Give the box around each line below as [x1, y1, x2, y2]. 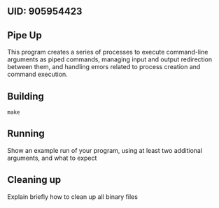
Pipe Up [7, 29, 42, 41]
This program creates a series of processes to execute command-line [7, 48, 209, 57]
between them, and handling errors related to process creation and [7, 63, 201, 71]
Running [7, 128, 45, 140]
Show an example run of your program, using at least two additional [7, 146, 203, 154]
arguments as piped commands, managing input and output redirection [7, 55, 212, 64]
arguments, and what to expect [7, 154, 97, 162]
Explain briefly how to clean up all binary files [7, 192, 139, 201]
